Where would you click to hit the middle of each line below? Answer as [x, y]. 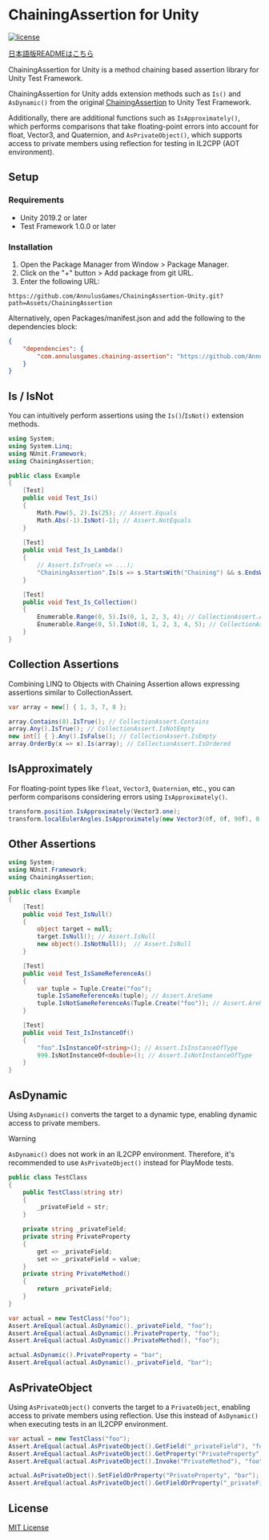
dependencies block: [43, 326]
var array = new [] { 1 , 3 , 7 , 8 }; [68, 707]
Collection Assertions [64, 664]
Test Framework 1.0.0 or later [68, 226]
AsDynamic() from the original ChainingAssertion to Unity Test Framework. [130, 102]
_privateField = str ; [73, 1207]
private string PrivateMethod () [76, 1274]
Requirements [36, 200]
